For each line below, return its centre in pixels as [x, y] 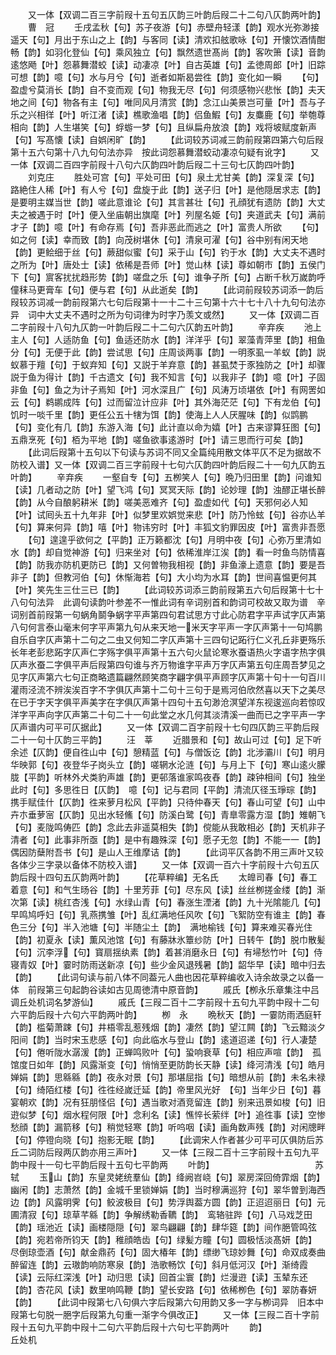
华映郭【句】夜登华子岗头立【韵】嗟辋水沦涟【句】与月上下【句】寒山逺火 [163, 764]
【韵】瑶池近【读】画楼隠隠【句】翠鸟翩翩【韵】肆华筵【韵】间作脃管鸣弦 [163, 1227]
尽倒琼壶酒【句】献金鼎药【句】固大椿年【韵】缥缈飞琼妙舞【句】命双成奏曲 [168, 1252]
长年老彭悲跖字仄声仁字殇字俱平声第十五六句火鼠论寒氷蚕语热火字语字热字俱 [168, 652]
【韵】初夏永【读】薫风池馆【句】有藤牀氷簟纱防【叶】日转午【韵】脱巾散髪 [168, 939]
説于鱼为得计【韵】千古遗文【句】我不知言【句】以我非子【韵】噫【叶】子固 [168, 377]
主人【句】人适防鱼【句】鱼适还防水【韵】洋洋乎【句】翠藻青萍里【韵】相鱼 [168, 339]
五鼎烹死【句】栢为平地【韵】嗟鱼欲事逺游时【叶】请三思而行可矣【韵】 [159, 439]
